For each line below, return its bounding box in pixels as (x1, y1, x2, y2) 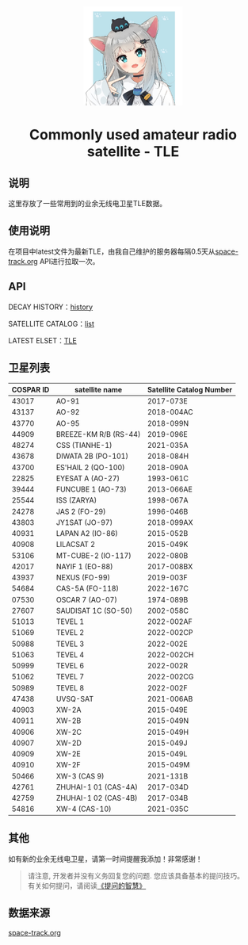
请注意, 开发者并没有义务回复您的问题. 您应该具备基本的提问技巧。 (27, 870, 244, 880)
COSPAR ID (11, 385, 50, 394)
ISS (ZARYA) (55, 495, 97, 505)
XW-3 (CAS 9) (55, 771, 105, 781)
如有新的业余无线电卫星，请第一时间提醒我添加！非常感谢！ (8, 854, 203, 863)
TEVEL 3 (55, 639, 85, 648)
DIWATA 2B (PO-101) (55, 451, 129, 461)
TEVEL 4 (55, 649, 85, 660)
